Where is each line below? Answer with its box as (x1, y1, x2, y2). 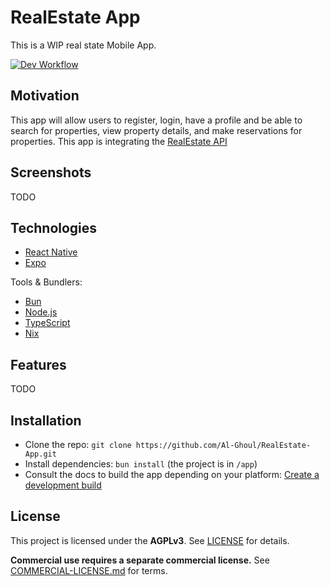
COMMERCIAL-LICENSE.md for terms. (10, 564, 168, 576)
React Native (24, 246, 78, 258)
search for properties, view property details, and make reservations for (10, 124, 303, 136)
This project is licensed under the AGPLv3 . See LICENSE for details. (10, 534, 290, 546)
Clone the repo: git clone (24, 439, 132, 450)
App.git (24, 449, 57, 459)
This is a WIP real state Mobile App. (10, 39, 157, 51)
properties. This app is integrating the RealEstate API (10, 135, 228, 147)
